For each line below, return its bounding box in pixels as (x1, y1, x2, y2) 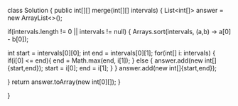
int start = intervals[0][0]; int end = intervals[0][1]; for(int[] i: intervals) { (7, 49, 215, 57)
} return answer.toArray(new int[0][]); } (7, 78, 121, 86)
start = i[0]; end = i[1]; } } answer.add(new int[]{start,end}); (45, 64, 217, 72)
